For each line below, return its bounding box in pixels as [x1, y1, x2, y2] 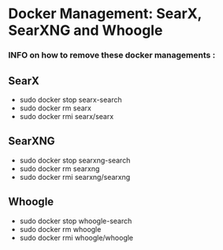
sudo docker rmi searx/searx [19, 111, 114, 121]
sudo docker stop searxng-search [19, 155, 131, 165]
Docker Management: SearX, [8, 5, 203, 23]
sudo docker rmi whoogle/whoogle [19, 233, 134, 242]
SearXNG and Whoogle [8, 21, 163, 39]
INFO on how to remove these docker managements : [8, 50, 216, 61]
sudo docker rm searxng [19, 163, 100, 174]
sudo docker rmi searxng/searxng [19, 172, 131, 181]
